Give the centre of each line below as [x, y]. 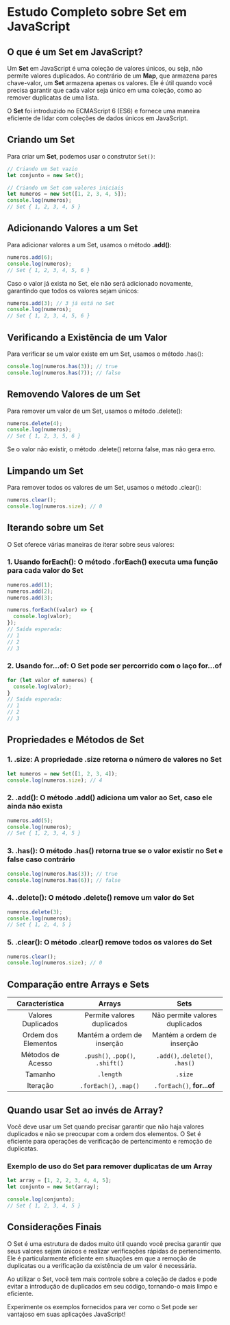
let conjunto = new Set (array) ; [53, 1187]
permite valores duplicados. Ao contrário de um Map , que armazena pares [112, 76]
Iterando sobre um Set [55, 528]
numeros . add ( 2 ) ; [30, 591]
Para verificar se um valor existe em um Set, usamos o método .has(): [105, 354]
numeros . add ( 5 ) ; [30, 820]
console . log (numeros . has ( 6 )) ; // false [64, 880]
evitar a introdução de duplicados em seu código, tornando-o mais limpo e [112, 1286]
